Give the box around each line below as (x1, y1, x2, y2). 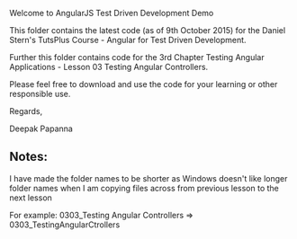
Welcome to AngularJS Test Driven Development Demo (9, 8, 214, 18)
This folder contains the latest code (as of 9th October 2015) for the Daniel (9, 25, 286, 35)
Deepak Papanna (9, 123, 74, 134)
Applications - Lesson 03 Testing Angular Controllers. (9, 62, 209, 72)
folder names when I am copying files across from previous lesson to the (9, 182, 279, 193)
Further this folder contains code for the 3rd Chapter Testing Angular (9, 52, 265, 62)
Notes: (9, 149, 48, 164)
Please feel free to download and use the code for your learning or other (9, 79, 278, 89)
